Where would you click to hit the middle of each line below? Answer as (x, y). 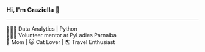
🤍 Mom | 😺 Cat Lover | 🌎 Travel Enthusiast (61, 42)
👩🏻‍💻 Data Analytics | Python (42, 29)
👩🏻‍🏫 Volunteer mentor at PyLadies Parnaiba (62, 35)
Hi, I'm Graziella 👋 (33, 10)
